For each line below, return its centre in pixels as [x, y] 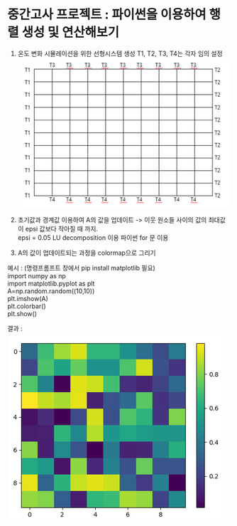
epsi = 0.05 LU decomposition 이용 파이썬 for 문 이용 [93, 237]
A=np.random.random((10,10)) [51, 291]
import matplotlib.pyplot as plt [51, 283]
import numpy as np [37, 275]
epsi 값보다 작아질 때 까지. [61, 228]
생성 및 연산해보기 [70, 32]
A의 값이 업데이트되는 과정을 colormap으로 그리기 [87, 253]
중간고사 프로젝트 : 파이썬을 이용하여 [107, 15]
